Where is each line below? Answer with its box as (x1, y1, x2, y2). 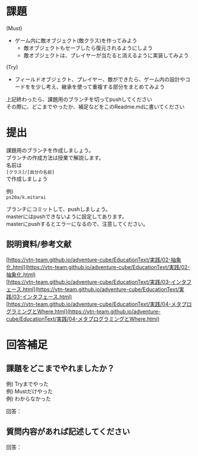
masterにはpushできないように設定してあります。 (6, 213, 128, 220)
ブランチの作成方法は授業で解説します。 (6, 154, 105, 161)
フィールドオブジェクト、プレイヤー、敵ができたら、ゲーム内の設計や (14, 76, 186, 83)
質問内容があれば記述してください (6, 426, 130, 437)
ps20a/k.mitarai (6, 194, 46, 200)
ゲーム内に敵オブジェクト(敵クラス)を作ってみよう (14, 37, 138, 44)
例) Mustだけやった (6, 387, 53, 394)
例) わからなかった (6, 395, 51, 402)
